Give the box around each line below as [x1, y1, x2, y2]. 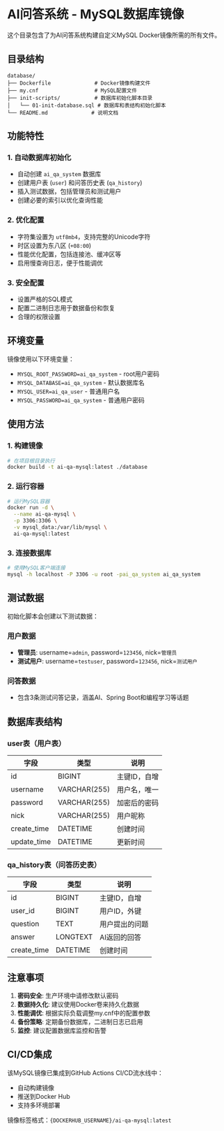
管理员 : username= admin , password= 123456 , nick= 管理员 [17, 648, 177, 657]
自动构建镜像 [17, 1083, 54, 1092]
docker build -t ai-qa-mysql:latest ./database [7, 464, 148, 471]
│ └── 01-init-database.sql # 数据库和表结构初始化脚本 [7, 102, 166, 109]
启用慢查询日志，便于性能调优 [17, 258, 103, 267]
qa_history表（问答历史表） [7, 860, 102, 870]
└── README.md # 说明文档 [7, 109, 119, 116]
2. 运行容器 [7, 481, 45, 491]
